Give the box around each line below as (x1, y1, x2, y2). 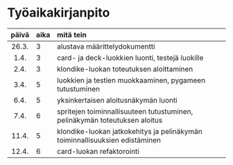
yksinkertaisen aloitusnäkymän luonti (56, 95, 178, 105)
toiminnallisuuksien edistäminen (56, 135, 162, 145)
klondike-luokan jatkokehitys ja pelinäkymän (56, 126, 202, 136)
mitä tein (56, 30, 87, 40)
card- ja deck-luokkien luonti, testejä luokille (56, 53, 204, 62)
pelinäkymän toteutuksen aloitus (56, 115, 163, 125)
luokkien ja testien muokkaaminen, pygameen (56, 75, 206, 85)
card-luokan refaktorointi (56, 146, 140, 156)
